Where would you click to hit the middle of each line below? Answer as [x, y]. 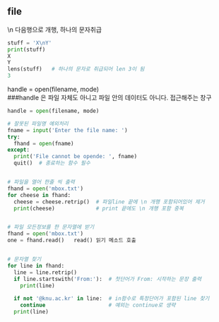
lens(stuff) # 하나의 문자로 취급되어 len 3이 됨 [76, 69]
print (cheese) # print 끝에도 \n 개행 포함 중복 [99, 208]
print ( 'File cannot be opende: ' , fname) [76, 157]
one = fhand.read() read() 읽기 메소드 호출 [72, 240]
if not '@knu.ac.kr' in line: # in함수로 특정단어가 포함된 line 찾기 [112, 299]
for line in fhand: [36, 266]
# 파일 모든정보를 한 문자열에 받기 [51, 227]
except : [19, 150]
